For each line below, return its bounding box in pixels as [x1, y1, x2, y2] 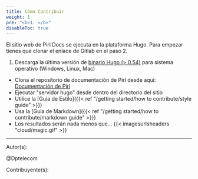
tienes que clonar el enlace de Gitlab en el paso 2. [6, 48, 128, 55]
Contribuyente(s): [6, 166, 49, 174]
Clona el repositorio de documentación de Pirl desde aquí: [14, 77, 156, 84]
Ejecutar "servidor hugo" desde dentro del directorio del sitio [14, 89, 163, 96]
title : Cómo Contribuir [6, 8, 65, 15]
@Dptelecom [6, 155, 38, 162]
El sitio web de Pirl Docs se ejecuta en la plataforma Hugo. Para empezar [6, 41, 184, 48]
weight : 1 [6, 14, 31, 20]
